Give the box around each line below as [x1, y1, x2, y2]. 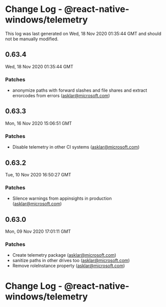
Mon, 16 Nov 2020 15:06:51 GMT [5, 120, 72, 126]
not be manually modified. [5, 36, 59, 42]
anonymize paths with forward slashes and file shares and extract [12, 87, 148, 93]
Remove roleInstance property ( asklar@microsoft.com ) [12, 263, 125, 269]
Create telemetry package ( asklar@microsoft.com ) [12, 252, 117, 258]
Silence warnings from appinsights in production [12, 195, 112, 201]
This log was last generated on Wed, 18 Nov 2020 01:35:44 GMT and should [5, 30, 162, 36]
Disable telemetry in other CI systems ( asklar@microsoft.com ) [12, 144, 140, 150]
